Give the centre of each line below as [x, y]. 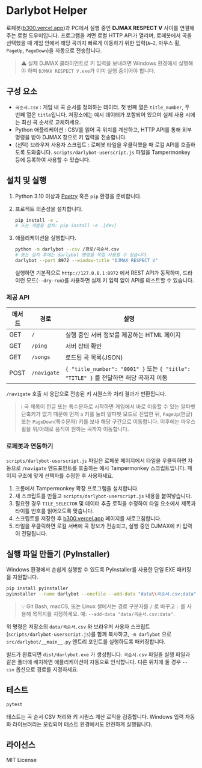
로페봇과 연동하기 [30, 446]
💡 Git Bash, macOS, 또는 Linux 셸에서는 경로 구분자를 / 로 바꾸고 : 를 [103, 606]
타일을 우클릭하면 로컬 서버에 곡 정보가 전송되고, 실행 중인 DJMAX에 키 [98, 526]
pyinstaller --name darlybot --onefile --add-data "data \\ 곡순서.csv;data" [101, 594]
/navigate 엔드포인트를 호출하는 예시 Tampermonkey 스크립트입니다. [104, 468]
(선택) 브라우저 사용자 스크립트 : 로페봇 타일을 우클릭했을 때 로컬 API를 [97, 144]
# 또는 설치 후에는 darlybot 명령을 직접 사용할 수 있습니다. [82, 255]
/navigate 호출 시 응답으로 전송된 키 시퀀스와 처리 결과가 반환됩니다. [86, 394]
